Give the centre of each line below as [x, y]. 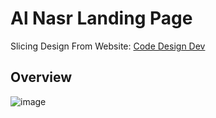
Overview [41, 77]
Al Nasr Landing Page [101, 18]
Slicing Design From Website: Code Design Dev [108, 46]
